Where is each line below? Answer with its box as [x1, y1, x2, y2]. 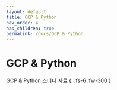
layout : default [6, 8, 46, 15]
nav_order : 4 [6, 20, 39, 26]
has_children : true [6, 25, 55, 32]
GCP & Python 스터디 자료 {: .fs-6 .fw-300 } [6, 77, 111, 84]
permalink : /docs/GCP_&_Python [6, 31, 84, 37]
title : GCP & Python [6, 14, 58, 20]
